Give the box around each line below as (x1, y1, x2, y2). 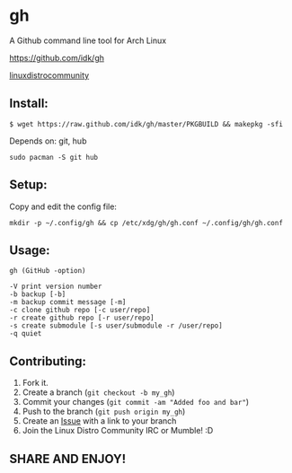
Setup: (9, 177, 48, 193)
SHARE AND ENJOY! (9, 451, 127, 467)
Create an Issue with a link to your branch (22, 416, 177, 426)
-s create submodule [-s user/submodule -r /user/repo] (9, 321, 223, 330)
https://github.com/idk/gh (9, 52, 105, 63)
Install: (9, 96, 49, 111)
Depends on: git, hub (9, 136, 87, 146)
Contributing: (9, 354, 87, 369)
